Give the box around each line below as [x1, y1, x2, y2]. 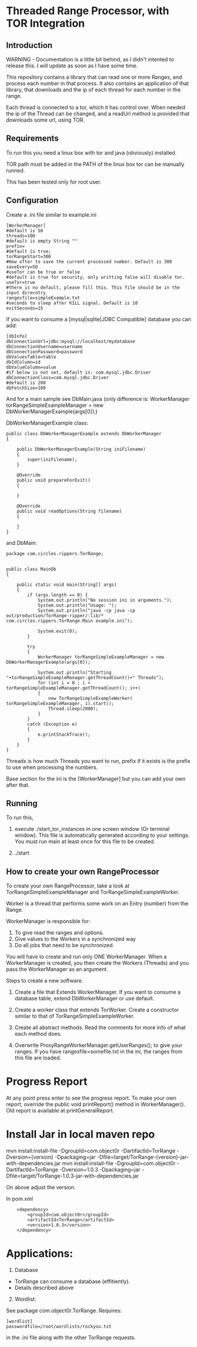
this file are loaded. [14, 1054, 62, 1061]
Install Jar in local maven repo [6, 1128, 155, 1141]
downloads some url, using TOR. [6, 116, 85, 123]
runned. [6, 167, 25, 174]
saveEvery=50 [6, 264, 38, 270]
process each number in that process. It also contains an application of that [6, 80, 189, 87]
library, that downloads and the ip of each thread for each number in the [6, 86, 181, 93]
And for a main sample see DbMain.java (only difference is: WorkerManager [6, 395, 190, 402]
